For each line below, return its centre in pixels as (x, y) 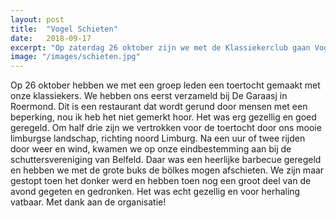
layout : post (37, 19)
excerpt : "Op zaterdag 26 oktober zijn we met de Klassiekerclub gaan (160, 47)
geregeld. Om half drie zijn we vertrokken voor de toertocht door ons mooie (166, 128)
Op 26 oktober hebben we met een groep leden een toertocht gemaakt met (165, 85)
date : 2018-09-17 (51, 38)
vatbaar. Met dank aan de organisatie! (88, 202)
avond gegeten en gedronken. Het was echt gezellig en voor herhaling (155, 192)
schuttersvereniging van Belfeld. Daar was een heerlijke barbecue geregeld (166, 160)
